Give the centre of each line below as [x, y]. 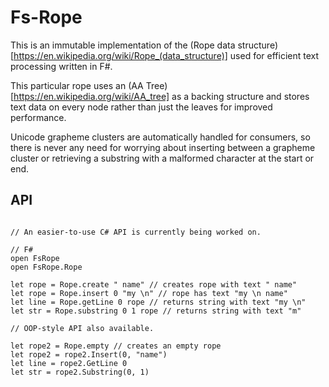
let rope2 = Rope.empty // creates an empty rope [116, 346]
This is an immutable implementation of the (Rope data [123, 45]
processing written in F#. [61, 66]
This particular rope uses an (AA [77, 85]
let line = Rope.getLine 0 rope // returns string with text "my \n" [158, 302]
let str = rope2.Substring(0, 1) [80, 372]
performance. [38, 117]
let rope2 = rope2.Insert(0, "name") [89, 354]
